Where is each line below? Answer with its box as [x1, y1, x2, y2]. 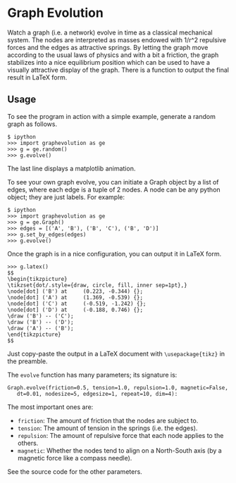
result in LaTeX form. [7, 73, 68, 82]
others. [17, 439, 39, 447]
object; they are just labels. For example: [7, 192, 125, 201]
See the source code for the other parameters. [7, 467, 142, 476]
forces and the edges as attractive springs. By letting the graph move [7, 43, 209, 51]
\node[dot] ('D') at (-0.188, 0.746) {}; [7, 306, 143, 313]
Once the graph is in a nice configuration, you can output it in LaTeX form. [7, 249, 222, 258]
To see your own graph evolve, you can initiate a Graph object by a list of [7, 177, 219, 186]
